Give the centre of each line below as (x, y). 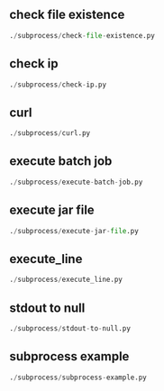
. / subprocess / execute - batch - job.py (76, 182)
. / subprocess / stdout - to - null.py (70, 328)
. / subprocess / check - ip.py (58, 85)
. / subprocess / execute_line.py (66, 280)
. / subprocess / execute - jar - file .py (74, 231)
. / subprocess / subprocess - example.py (78, 377)
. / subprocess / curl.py (50, 133)
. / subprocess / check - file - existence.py (82, 35)
